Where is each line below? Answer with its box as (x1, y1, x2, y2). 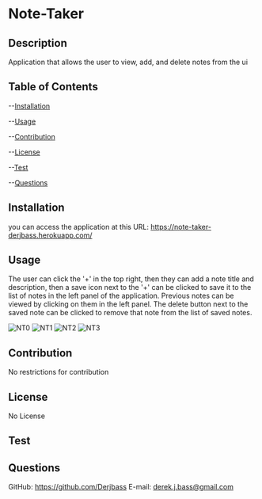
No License (8, 411, 46, 421)
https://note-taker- (150, 222, 212, 231)
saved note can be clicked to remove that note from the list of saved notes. (8, 308, 253, 318)
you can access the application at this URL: (8, 222, 149, 231)
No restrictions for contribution (8, 368, 109, 377)
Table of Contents (8, 80, 99, 93)
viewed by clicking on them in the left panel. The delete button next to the (8, 299, 249, 309)
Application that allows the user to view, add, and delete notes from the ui (8, 57, 248, 67)
